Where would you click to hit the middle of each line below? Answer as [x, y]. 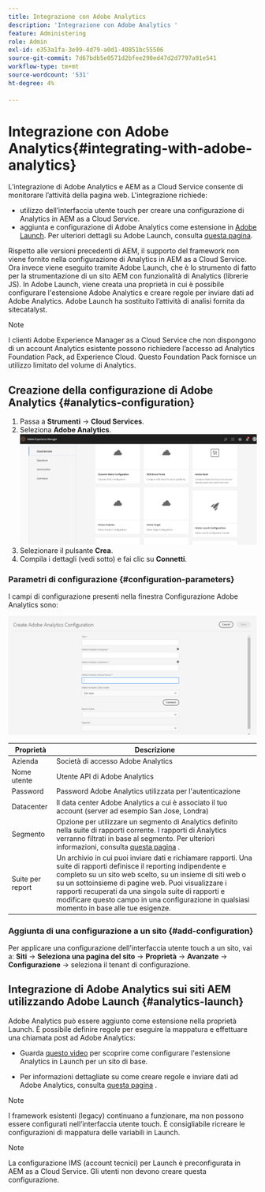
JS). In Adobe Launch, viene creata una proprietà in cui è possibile [116, 285]
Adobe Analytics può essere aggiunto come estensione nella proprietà [122, 1021]
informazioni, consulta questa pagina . [118, 846]
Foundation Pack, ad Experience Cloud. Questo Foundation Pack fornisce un [132, 357]
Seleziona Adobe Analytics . [65, 430]
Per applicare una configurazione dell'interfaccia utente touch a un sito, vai [130, 947]
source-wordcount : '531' [49, 75]
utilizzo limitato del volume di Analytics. [72, 365]
